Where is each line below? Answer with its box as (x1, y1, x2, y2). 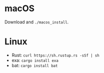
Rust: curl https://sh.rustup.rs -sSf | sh (11, 52, 100, 58)
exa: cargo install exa (11, 57, 59, 63)
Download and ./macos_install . (4, 19, 69, 25)
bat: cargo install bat (11, 62, 58, 68)
